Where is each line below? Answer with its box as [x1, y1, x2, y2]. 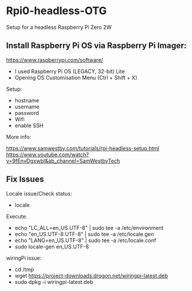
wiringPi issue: [6, 254, 42, 262]
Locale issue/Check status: [6, 190, 72, 197]
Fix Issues [6, 174, 44, 184]
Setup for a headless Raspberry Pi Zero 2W [6, 24, 112, 31]
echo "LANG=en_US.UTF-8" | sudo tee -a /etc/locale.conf [14, 237, 157, 244]
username [14, 103, 40, 110]
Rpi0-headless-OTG [6, 4, 108, 18]
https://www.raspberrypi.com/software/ [6, 56, 103, 63]
